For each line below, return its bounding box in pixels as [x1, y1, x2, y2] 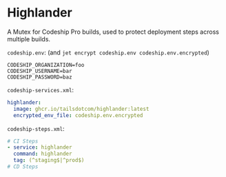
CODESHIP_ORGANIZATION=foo [7, 61, 85, 68]
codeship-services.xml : [7, 85, 74, 94]
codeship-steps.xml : [7, 124, 65, 132]
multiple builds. [7, 34, 50, 43]
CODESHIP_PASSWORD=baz [7, 74, 72, 81]
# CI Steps [7, 138, 39, 145]
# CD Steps [7, 163, 39, 170]
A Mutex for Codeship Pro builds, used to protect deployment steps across [7, 28, 219, 36]
